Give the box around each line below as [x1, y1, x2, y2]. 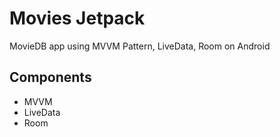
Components [9, 69, 92, 86]
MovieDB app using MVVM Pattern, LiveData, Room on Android [9, 40, 271, 52]
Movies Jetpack [9, 7, 146, 30]
